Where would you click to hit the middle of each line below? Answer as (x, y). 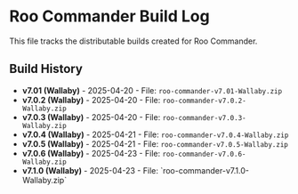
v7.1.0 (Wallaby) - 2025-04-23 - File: (90, 170)
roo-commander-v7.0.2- (204, 101)
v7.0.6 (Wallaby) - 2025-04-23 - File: (91, 153)
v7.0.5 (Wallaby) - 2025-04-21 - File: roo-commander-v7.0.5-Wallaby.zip (155, 143)
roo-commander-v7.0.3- (204, 117)
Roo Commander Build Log (110, 16)
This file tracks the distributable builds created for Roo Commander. (133, 41)
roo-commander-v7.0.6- (204, 154)
